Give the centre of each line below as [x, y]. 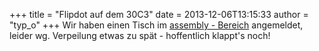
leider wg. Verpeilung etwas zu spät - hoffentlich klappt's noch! [140, 35]
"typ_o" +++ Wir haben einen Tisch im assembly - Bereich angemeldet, [156, 25]
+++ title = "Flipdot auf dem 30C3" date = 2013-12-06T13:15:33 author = [159, 14]
